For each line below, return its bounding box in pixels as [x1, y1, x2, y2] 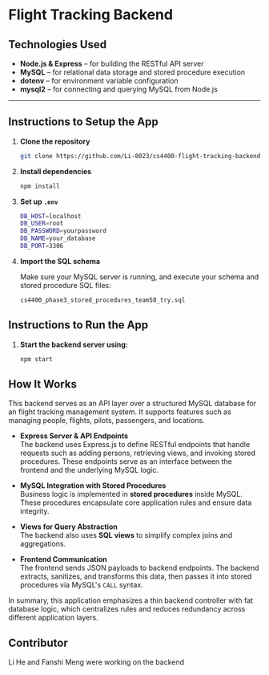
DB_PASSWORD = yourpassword [19, 227, 106, 235]
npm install [19, 182, 60, 190]
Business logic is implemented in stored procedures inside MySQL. [19, 490, 243, 499]
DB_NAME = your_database [19, 234, 96, 242]
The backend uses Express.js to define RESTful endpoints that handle [19, 440, 251, 449]
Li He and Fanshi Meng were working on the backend [8, 657, 185, 667]
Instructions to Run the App [8, 319, 149, 332]
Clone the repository [19, 136, 90, 146]
